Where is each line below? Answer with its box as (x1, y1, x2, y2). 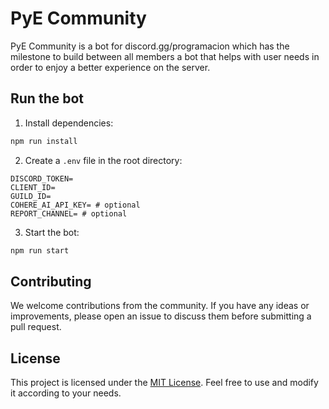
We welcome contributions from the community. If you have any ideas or (10, 300, 310, 312)
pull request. (10, 321, 62, 333)
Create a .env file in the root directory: (24, 154, 183, 166)
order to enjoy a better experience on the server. (10, 61, 211, 73)
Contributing (10, 273, 92, 290)
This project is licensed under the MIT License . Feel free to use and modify (10, 377, 319, 389)
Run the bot (10, 90, 85, 107)
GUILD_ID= (10, 191, 52, 201)
